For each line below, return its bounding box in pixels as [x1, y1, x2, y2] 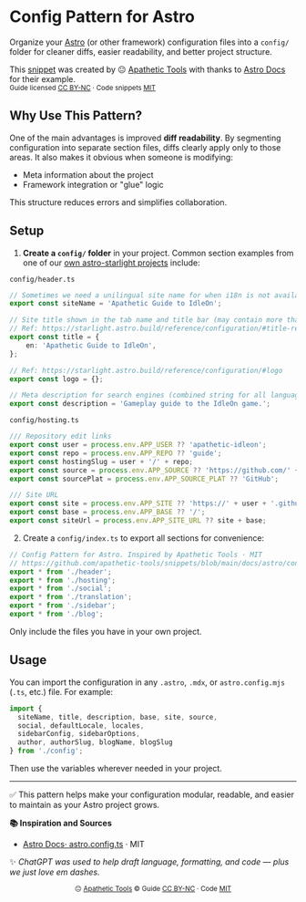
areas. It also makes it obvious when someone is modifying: [9, 151, 234, 162]
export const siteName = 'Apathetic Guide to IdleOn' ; [9, 299, 222, 308]
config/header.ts [9, 275, 76, 284]
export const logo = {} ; [9, 374, 104, 384]
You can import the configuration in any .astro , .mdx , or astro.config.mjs [9, 677, 285, 688]
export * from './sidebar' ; [9, 601, 117, 610]
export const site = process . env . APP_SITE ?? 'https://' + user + [9, 499, 267, 508]
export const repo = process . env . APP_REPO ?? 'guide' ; [9, 449, 222, 458]
